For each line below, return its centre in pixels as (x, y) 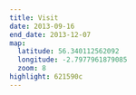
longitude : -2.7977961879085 (73, 60)
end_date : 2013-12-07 (50, 34)
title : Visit (34, 18)
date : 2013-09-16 (42, 26)
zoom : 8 (32, 69)
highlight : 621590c (46, 77)
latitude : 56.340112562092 (68, 52)
